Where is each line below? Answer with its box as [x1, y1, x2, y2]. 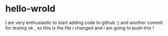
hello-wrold [5, 3, 56, 14]
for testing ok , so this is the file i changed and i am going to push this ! [5, 24, 154, 30]
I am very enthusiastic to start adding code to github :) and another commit [5, 19, 163, 25]
